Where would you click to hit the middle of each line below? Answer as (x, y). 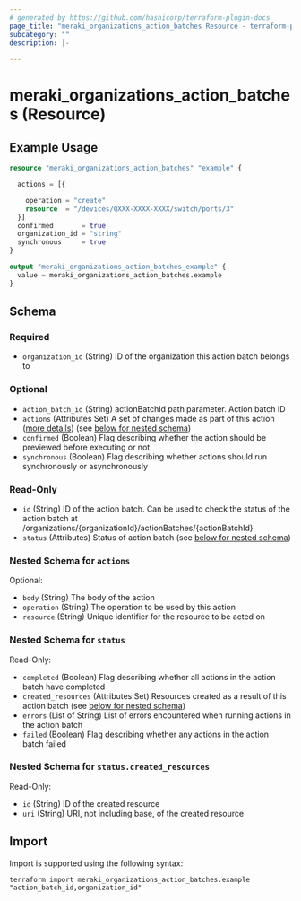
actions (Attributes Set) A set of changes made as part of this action (148, 418)
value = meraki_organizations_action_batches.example (120, 275)
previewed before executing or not (86, 447)
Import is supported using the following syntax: (96, 863)
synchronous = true (61, 242)
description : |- (39, 43)
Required (30, 337)
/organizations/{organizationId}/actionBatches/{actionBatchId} (138, 528)
